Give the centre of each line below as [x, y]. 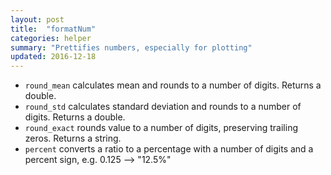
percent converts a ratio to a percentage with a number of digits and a [169, 149]
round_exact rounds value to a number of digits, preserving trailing [161, 128]
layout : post [37, 19]
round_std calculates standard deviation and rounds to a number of [163, 107]
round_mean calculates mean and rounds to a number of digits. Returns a [173, 85]
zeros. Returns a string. [73, 138]
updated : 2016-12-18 [53, 57]
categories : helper [51, 38]
